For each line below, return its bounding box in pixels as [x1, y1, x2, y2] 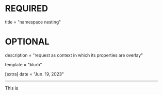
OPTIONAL [5, 36, 49, 47]
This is [5, 85, 18, 91]
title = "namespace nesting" [5, 19, 61, 25]
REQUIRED [5, 3, 49, 14]
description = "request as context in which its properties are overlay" [5, 52, 143, 58]
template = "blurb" [5, 61, 42, 67]
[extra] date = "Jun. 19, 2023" [5, 71, 64, 77]
